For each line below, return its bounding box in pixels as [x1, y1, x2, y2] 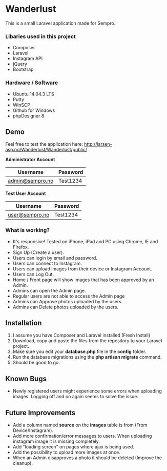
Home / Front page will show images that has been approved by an [12, 277, 155, 283]
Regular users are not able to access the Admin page [12, 293, 125, 299]
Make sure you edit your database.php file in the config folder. [12, 348, 147, 355]
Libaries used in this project [5, 33, 76, 40]
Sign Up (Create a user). [12, 249, 65, 256]
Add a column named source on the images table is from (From [12, 422, 148, 428]
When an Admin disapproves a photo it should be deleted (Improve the [12, 455, 162, 461]
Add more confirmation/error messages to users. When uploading [12, 433, 152, 439]
